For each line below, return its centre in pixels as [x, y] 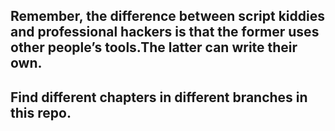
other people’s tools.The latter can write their [154, 47]
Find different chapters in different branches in [159, 97]
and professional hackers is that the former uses [165, 32]
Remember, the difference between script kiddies [167, 16]
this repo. [41, 112]
